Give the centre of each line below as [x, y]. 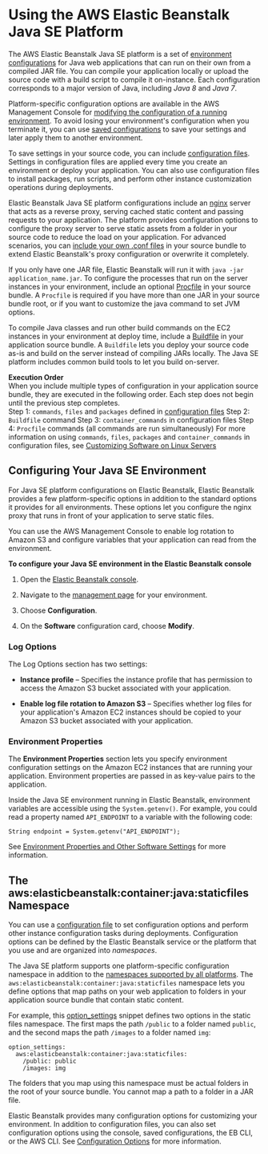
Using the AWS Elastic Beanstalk [119, 15]
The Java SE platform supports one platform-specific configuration [119, 966]
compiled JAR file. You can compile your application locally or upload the [129, 71]
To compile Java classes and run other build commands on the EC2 [120, 327]
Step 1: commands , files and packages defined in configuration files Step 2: [129, 411]
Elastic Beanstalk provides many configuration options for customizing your [133, 1116]
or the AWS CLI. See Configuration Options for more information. [115, 1141]
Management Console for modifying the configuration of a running [118, 112]
